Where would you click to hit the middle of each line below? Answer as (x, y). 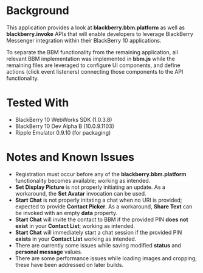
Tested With (38, 103)
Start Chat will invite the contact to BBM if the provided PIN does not (101, 219)
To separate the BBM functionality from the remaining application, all (92, 52)
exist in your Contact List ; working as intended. (75, 225)
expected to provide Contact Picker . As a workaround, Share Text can (104, 206)
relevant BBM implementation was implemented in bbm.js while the (91, 58)
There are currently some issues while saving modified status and (98, 245)
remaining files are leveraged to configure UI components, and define (93, 65)
